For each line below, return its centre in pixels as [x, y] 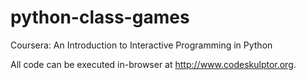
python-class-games [100, 17]
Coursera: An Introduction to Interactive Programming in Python [141, 45]
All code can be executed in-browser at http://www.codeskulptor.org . [153, 64]
